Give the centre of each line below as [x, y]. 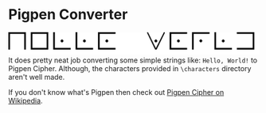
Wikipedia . [25, 100]
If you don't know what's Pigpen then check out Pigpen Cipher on [116, 92]
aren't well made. [37, 77]
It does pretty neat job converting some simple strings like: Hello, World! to [133, 60]
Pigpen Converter [68, 15]
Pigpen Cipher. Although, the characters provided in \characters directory [130, 68]
